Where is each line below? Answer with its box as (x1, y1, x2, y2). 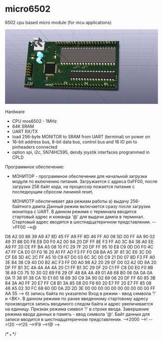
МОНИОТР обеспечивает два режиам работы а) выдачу (12, 198, 130, 204)
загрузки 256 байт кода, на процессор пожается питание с (12, 184, 135, 189)
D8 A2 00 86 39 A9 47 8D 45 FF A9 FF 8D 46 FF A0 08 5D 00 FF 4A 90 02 (5, 234, 155, 240)
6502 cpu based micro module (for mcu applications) (5, 19, 112, 25)
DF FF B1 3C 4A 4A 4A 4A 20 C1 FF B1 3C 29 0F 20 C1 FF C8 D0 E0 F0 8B (5, 265, 153, 271)
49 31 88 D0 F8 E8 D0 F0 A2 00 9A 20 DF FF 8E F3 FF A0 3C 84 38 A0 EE (5, 239, 154, 245)
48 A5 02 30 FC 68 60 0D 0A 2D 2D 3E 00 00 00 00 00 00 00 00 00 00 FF (5, 285, 156, 291)
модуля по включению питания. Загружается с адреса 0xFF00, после (12, 179, 158, 185)
